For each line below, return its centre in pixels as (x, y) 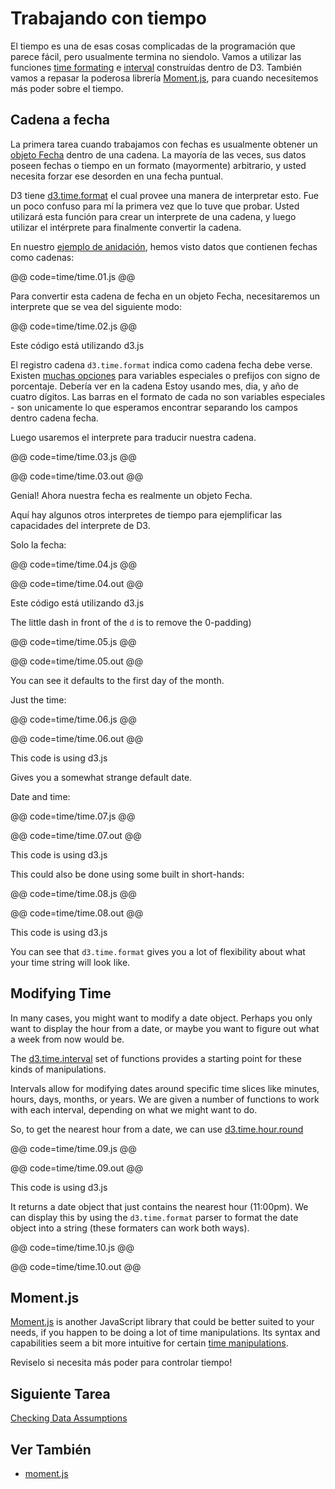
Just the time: (38, 699)
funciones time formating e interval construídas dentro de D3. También (156, 67)
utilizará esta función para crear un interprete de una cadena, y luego (153, 216)
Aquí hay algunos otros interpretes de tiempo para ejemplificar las (146, 514)
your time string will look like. (70, 962)
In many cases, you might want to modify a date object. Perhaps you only (161, 1018)
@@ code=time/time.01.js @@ (73, 276)
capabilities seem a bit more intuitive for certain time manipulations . (149, 1343)
